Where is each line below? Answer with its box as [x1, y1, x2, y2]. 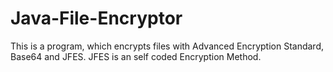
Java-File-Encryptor [10, 7, 183, 30]
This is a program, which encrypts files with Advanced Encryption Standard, [10, 40, 325, 52]
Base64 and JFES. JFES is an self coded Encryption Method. [10, 50, 262, 62]
